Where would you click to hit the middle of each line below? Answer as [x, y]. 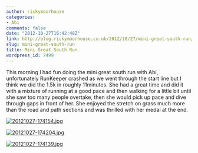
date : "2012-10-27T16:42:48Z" [43, 34]
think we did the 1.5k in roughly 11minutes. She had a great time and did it [95, 84]
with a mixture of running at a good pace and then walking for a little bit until [99, 91]
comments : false [26, 28]
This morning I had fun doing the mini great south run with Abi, [82, 72]
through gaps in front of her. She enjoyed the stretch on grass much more [96, 103]
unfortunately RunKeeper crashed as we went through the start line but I [94, 78]
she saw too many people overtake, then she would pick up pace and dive [96, 97]
